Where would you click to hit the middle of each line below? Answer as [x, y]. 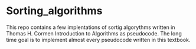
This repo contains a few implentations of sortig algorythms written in [91, 27]
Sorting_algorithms [54, 11]
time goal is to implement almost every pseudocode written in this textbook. [98, 40]
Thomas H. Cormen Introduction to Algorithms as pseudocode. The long [94, 33]
